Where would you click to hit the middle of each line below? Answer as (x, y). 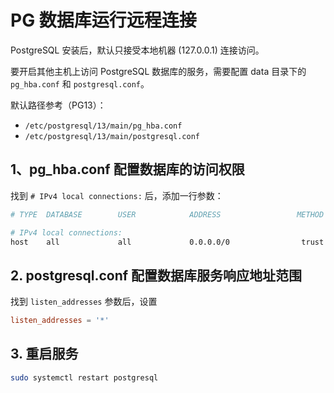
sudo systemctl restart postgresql (84, 377)
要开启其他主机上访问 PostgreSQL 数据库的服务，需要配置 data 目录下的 (158, 71)
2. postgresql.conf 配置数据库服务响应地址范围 (156, 275)
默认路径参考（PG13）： (58, 105)
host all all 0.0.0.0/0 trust (167, 242)
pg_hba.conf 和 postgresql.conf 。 (80, 83)
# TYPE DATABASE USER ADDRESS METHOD (167, 214)
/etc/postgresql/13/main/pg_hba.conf (103, 126)
